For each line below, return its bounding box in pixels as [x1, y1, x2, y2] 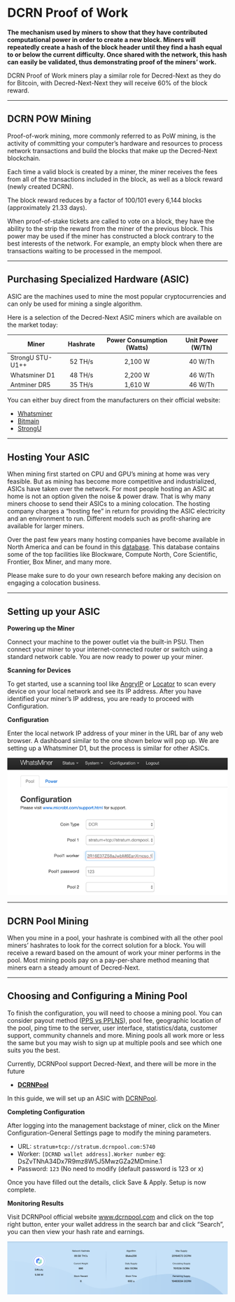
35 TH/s [69, 380, 94, 389]
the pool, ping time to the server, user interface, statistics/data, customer [7, 1024, 218, 1032]
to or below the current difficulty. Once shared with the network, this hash [7, 50, 227, 59]
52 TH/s [69, 357, 94, 365]
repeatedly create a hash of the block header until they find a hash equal [7, 43, 222, 51]
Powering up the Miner [7, 624, 75, 632]
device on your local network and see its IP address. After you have [7, 687, 202, 695]
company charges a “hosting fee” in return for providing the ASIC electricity [7, 507, 226, 516]
